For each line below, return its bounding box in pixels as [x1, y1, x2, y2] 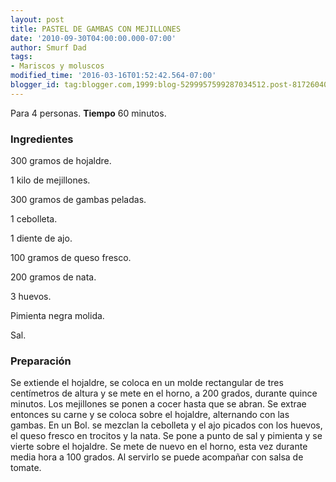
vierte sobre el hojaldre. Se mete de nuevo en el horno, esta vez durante [10, 441, 308, 453]
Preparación [10, 354, 72, 368]
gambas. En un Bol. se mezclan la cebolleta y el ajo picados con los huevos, [10, 419, 323, 431]
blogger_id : [10, 80, 60, 90]
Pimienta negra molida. [10, 310, 105, 322]
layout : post [10, 14, 65, 25]
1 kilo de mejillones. [10, 174, 91, 186]
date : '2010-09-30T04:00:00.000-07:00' [10, 33, 177, 43]
